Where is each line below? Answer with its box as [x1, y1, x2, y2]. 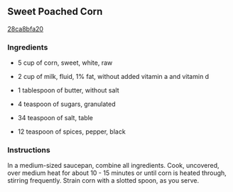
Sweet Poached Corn [7, 6, 103, 18]
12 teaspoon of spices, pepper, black [17, 127, 126, 136]
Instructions [7, 145, 51, 155]
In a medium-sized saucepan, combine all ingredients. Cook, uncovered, [7, 161, 220, 170]
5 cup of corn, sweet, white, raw [17, 58, 113, 67]
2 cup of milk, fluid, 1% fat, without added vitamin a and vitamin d [17, 73, 210, 81]
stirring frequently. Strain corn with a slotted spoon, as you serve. [7, 176, 200, 185]
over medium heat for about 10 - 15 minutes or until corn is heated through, [7, 169, 227, 177]
